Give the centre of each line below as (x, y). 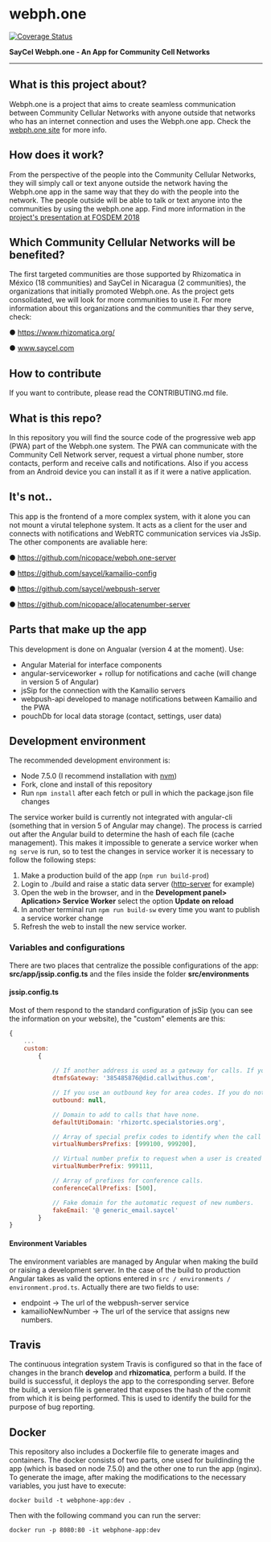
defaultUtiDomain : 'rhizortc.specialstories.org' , (139, 1122)
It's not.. (31, 497)
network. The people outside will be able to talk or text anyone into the (126, 200)
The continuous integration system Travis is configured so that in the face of (135, 1364)
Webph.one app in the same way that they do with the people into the (124, 191)
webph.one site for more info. (58, 130)
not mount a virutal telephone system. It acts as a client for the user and (128, 524)
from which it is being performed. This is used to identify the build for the (130, 1398)
